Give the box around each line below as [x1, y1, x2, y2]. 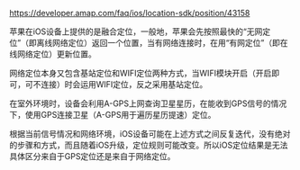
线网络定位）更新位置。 [9, 49, 96, 59]
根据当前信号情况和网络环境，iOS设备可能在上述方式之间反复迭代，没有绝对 [9, 129, 291, 139]
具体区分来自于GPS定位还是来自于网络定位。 [9, 151, 176, 161]
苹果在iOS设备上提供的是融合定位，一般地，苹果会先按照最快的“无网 [9, 26, 263, 37]
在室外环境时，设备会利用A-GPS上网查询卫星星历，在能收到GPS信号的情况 [9, 98, 287, 109]
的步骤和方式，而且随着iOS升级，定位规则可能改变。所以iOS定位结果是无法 [9, 139, 288, 150]
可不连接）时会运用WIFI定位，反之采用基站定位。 [24, 79, 208, 89]
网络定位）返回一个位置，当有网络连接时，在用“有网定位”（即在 [52, 38, 288, 48]
